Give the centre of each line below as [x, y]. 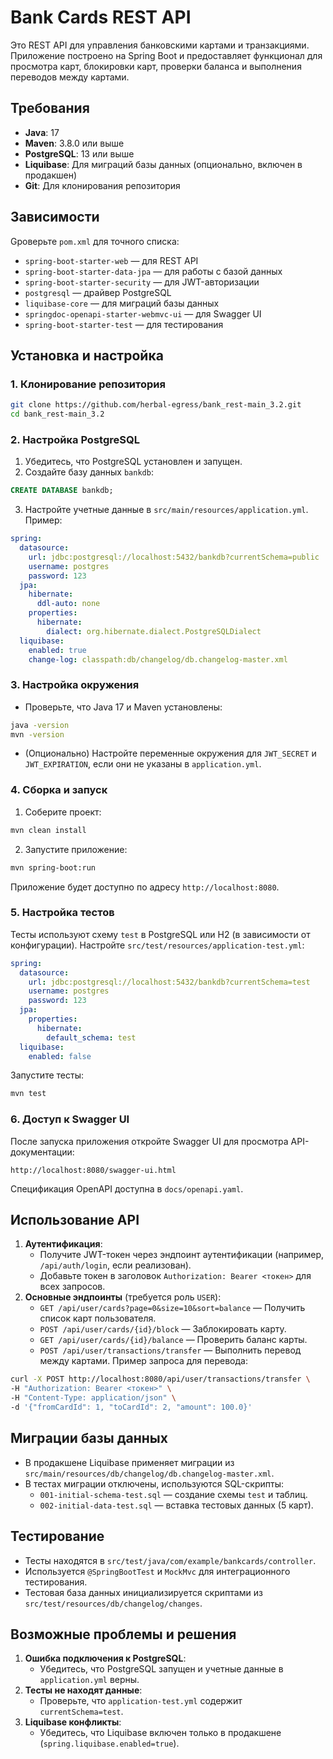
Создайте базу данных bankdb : [89, 472]
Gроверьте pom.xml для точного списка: [95, 241]
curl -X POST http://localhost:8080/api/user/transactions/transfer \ [160, 1379]
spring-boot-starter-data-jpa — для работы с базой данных [153, 271]
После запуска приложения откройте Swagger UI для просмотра [149, 1141]
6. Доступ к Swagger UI [70, 1119]
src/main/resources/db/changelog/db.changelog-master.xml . [149, 1473]
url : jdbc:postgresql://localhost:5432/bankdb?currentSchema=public [174, 557]
